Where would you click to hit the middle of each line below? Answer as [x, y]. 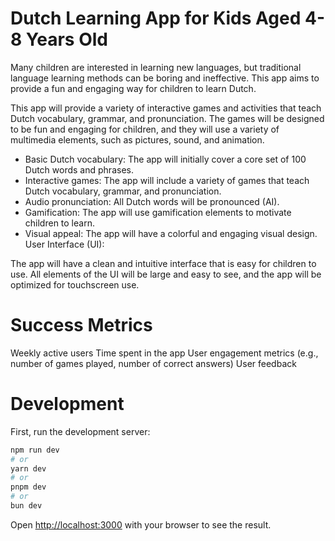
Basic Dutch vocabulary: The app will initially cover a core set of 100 [165, 159]
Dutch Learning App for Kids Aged [156, 18]
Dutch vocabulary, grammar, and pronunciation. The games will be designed [167, 118]
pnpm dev [28, 487]
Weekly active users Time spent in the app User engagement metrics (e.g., [164, 353]
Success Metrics [81, 325]
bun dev [26, 506]
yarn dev [28, 468]
